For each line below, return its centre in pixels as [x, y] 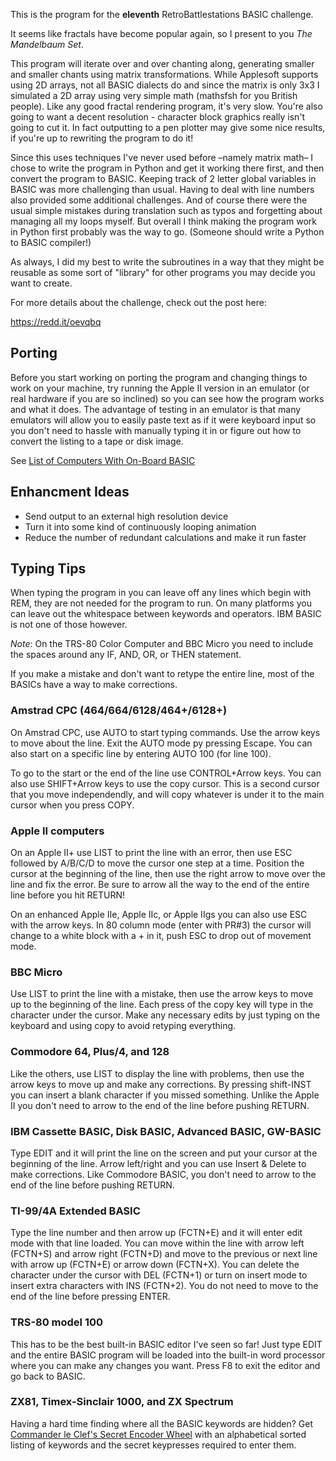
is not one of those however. [69, 625]
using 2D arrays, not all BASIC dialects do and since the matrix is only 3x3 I [165, 85]
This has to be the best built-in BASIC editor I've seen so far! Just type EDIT [166, 1344]
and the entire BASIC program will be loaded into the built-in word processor [168, 1355]
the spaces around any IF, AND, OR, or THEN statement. [126, 655]
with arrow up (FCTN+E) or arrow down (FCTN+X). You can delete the [155, 1265]
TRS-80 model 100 [57, 1322]
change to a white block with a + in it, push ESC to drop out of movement [161, 936]
